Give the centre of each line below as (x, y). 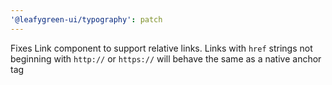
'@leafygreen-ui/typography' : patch (86, 19)
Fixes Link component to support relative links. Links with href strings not (161, 48)
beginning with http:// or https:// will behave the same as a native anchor (166, 58)
